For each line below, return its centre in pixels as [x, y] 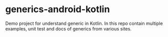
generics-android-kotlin [58, 9]
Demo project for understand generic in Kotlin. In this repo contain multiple [84, 23]
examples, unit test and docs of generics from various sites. [68, 28]
